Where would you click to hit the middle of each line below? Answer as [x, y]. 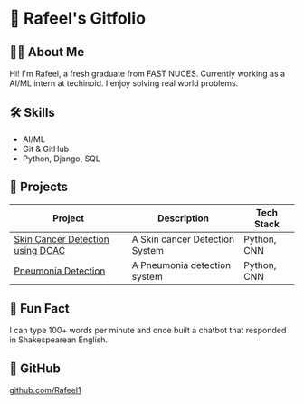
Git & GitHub [46, 149]
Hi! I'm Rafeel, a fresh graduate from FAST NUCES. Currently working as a [147, 73]
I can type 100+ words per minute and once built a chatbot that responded [148, 331]
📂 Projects [39, 187]
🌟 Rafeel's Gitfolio [78, 19]
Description [184, 218]
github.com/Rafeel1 [45, 390]
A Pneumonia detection [181, 265]
